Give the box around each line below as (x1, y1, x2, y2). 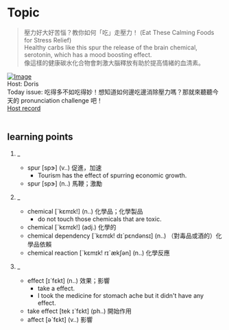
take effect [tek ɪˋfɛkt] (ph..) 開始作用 (27, 307, 132, 315)
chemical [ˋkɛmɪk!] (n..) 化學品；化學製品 (27, 207, 143, 215)
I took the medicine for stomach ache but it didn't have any (37, 291, 204, 299)
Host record (7, 104, 41, 112)
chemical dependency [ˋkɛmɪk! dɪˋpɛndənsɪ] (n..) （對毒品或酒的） (27, 231, 216, 240)
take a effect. (37, 284, 75, 292)
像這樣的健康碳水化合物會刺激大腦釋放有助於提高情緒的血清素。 (23, 58, 204, 66)
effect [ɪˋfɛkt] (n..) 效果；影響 (27, 276, 110, 285)
